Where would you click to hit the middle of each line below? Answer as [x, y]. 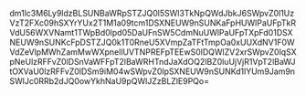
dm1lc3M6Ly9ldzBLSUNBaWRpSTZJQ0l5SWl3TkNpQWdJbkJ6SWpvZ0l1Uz [152, 13]
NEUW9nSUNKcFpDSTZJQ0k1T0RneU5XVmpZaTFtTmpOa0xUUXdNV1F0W [152, 42]
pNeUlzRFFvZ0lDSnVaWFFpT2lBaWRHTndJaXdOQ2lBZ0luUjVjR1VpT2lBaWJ [153, 62]
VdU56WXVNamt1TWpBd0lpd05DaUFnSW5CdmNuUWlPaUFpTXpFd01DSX [152, 32]
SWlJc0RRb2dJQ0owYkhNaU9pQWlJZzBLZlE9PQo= [110, 81]
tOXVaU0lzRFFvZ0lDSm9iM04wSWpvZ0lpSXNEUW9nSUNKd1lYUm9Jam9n [152, 71]
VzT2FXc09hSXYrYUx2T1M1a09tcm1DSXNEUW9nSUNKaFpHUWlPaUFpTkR [153, 23]
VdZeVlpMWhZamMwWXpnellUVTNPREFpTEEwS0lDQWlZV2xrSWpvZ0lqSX [153, 52]
